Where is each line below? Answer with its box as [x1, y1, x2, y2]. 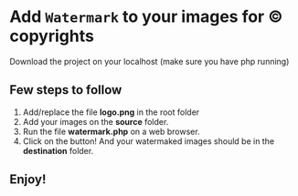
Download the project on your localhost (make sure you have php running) [9, 56, 290, 67]
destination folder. [22, 145, 94, 156]
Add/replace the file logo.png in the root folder [22, 107, 200, 118]
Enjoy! [9, 171, 47, 188]
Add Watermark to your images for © [9, 6, 283, 27]
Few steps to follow [9, 82, 122, 98]
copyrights [9, 26, 94, 46]
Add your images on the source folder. [22, 116, 169, 127]
